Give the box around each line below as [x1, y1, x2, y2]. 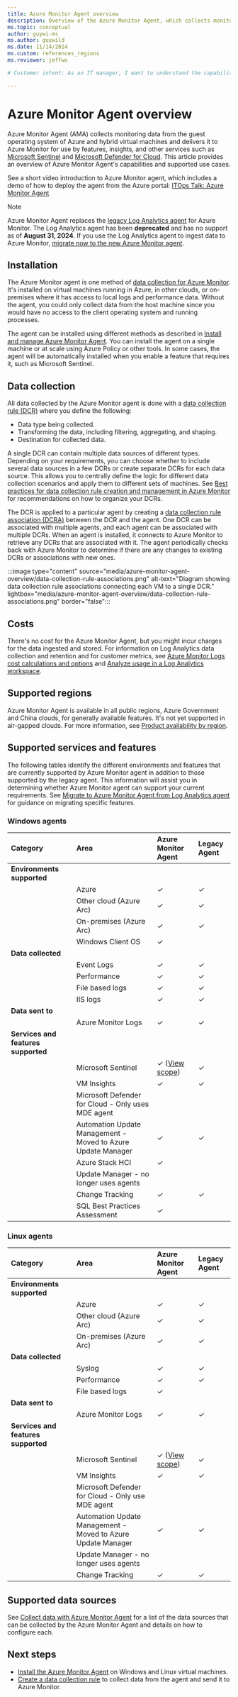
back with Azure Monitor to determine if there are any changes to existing [7, 546, 222, 554]
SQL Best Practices [76, 1200, 140, 1210]
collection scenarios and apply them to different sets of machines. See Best [7, 480, 228, 488]
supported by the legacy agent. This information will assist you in [7, 775, 198, 784]
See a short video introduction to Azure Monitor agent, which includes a [7, 173, 217, 182]
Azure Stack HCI [76, 1157, 132, 1167]
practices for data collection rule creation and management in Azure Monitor [7, 487, 231, 495]
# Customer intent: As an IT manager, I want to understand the [7, 69, 201, 77]
